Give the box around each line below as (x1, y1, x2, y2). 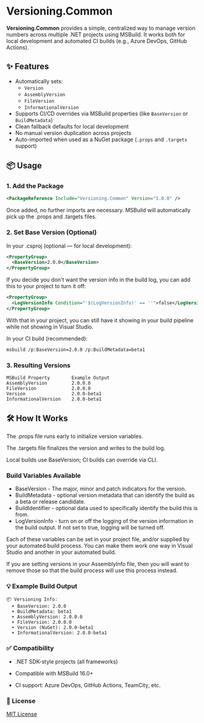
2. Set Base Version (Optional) (6, 228, 97, 237)
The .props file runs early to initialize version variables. (6, 432, 143, 440)
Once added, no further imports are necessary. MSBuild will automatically (6, 207, 191, 214)
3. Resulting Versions (6, 361, 71, 369)
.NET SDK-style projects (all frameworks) (15, 658, 118, 665)
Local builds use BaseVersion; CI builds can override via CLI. (6, 456, 158, 463)
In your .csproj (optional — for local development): (6, 242, 132, 249)
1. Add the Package (6, 182, 64, 190)
